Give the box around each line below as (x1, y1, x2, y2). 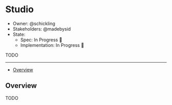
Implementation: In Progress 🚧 (20, 42, 84, 48)
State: (12, 31, 26, 37)
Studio (5, 4, 34, 15)
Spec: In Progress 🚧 (20, 37, 62, 43)
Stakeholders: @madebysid (12, 25, 71, 32)
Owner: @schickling (12, 20, 55, 27)
